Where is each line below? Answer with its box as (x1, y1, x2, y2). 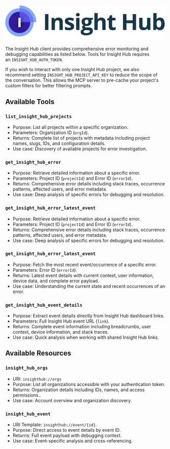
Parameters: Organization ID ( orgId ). (12, 130, 89, 136)
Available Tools (5, 97, 55, 106)
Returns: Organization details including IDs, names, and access (12, 387, 145, 393)
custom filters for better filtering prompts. (5, 83, 92, 89)
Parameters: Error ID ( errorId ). (12, 267, 78, 273)
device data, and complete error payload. (12, 277, 99, 284)
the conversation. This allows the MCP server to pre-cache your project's (5, 77, 159, 83)
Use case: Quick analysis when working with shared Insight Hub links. (12, 334, 159, 340)
